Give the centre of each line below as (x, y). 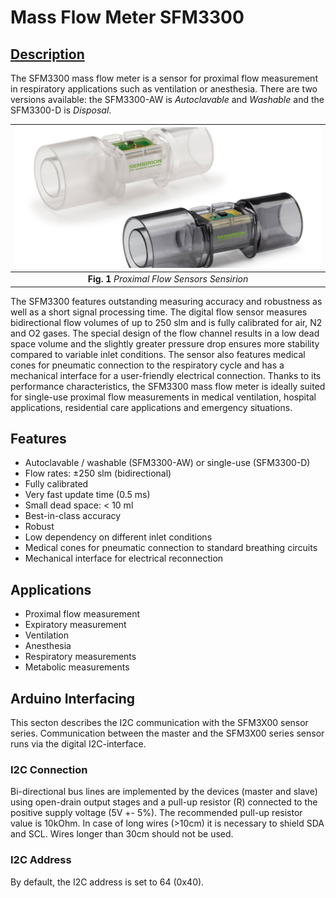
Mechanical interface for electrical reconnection (124, 558)
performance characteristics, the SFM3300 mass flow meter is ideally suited (168, 386)
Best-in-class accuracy (73, 516)
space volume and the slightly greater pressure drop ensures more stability (165, 343)
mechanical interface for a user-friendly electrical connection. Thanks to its (166, 375)
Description (47, 54)
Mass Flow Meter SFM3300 (127, 17)
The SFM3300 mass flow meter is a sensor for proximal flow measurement (164, 78)
